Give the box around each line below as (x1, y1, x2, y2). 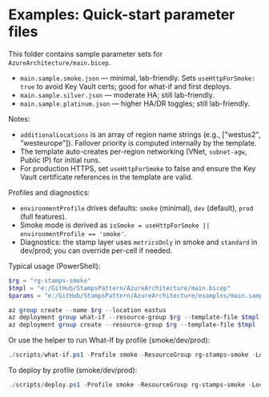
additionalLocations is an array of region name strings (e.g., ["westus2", (19, 130, 261, 139)
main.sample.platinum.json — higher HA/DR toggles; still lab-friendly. (19, 98, 251, 108)
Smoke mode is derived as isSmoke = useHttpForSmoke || (19, 220, 211, 230)
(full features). (19, 211, 67, 221)
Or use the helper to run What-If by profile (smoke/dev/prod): (8, 335, 211, 345)
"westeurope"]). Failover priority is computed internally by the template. (19, 138, 257, 147)
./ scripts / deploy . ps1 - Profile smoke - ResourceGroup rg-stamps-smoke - (8, 381, 252, 389)
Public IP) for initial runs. (19, 154, 101, 165)
